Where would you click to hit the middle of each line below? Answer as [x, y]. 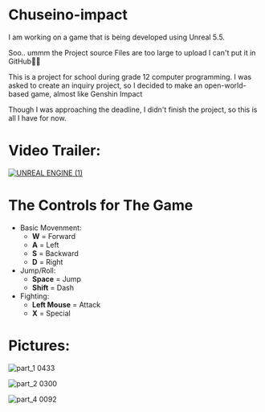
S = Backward [55, 253]
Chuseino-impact [68, 15]
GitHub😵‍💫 [25, 61]
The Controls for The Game [101, 206]
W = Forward [54, 236]
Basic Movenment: [51, 228]
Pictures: [39, 346]
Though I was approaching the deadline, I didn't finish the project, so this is [133, 109]
